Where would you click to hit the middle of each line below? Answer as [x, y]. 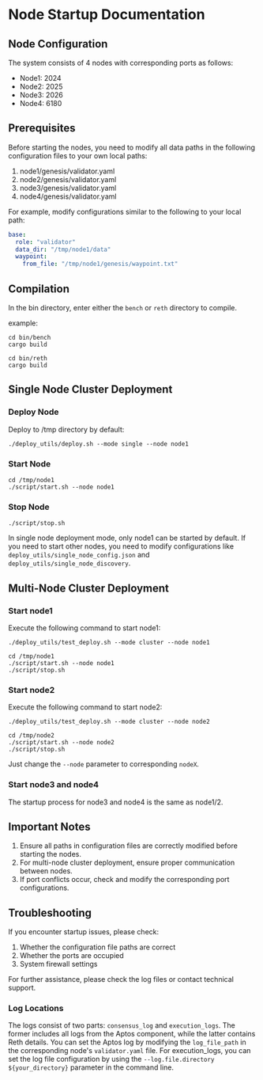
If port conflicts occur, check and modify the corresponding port [124, 880]
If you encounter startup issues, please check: [84, 932]
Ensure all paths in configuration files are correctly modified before [129, 846]
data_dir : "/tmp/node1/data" [63, 249]
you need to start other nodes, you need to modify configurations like [121, 546]
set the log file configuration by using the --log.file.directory [111, 1059]
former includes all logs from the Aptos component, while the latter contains [132, 1034]
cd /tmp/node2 [32, 736]
